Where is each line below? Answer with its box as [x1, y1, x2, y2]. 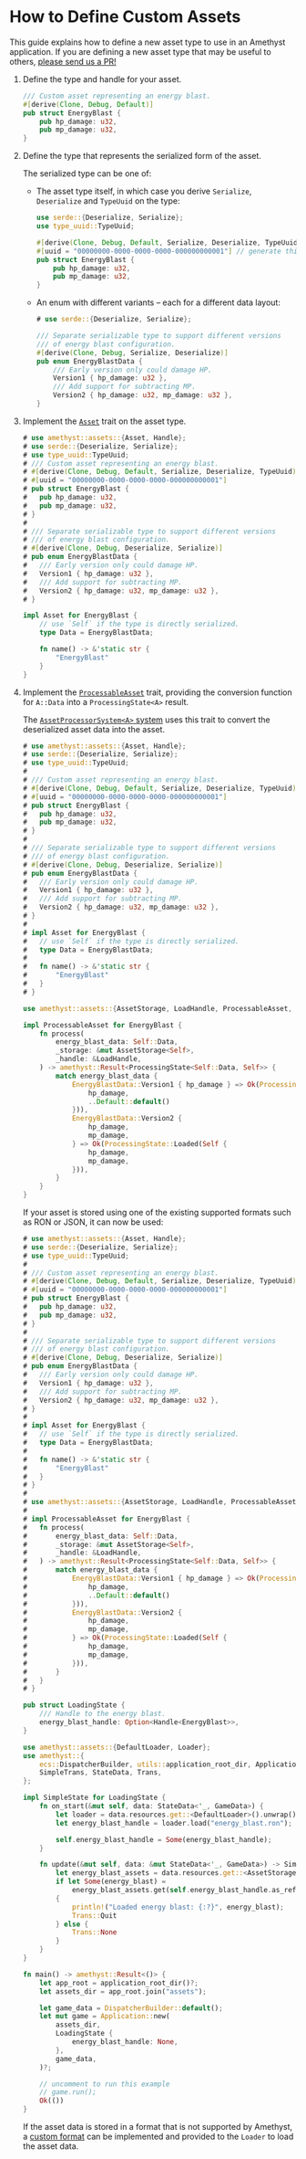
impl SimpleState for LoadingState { [22, 1793, 167, 1803]
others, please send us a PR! [9, 56, 117, 67]
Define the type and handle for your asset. [22, 73, 182, 84]
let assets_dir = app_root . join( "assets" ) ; [39, 1986, 208, 1996]
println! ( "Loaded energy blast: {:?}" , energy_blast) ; [71, 1902, 285, 1912]
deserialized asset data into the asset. [22, 723, 166, 734]
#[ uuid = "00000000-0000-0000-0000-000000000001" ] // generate [36, 247, 282, 256]
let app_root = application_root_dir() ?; [39, 1978, 199, 1987]
